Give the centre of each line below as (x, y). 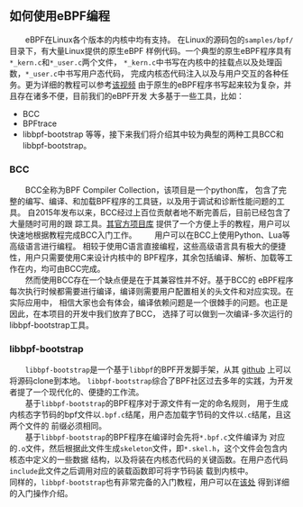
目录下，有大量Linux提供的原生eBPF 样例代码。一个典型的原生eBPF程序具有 (151, 50)
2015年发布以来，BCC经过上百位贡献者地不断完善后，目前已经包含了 (163, 213)
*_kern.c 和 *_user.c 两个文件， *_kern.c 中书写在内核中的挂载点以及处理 (142, 62)
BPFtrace (40, 123)
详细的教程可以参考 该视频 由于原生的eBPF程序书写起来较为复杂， (162, 85)
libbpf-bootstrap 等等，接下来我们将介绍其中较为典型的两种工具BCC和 (153, 134)
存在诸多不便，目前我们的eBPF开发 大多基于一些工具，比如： (131, 95)
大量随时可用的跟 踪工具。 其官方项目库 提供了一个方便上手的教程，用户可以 (150, 224)
